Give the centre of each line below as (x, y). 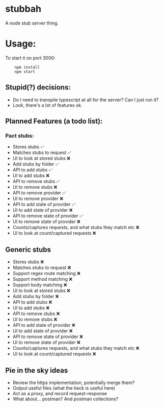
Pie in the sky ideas (37, 370)
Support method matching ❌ (43, 279)
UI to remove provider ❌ (38, 199)
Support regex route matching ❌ (46, 274)
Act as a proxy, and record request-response (60, 393)
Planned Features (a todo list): (54, 121)
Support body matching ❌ (40, 285)
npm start (25, 72)
